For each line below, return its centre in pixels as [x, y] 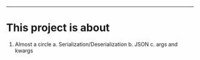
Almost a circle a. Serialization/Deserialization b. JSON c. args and [96, 44]
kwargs [24, 50]
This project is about [58, 28]
